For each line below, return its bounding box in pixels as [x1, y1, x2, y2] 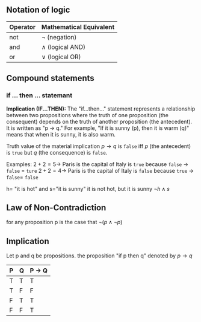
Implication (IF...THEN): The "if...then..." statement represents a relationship [6, 105, 196, 112]
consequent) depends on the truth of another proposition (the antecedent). [6, 118, 193, 125]
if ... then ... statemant [6, 91, 73, 100]
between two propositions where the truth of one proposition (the [6, 111, 169, 118]
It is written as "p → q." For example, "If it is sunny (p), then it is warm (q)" [6, 124, 190, 132]
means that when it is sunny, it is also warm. [6, 130, 116, 138]
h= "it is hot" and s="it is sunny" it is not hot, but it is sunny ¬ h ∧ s [6, 185, 170, 192]
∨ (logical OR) [41, 53, 81, 61]
